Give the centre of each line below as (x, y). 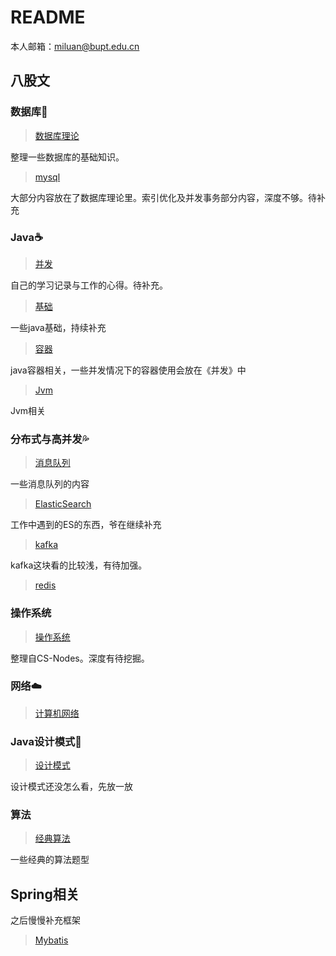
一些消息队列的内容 (50, 484)
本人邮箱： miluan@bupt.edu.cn (75, 46)
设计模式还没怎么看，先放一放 (71, 787)
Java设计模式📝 (46, 741)
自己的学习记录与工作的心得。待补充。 (89, 285)
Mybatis (51, 940)
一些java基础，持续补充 (58, 327)
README (48, 17)
